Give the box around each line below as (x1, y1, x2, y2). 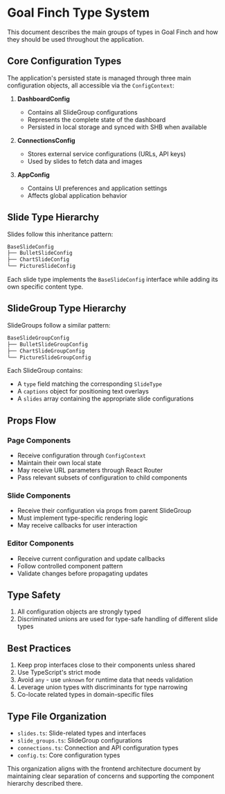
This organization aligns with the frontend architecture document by (7, 765, 201, 773)
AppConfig (17, 170, 50, 178)
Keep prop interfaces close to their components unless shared (17, 661, 195, 669)
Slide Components (7, 491, 71, 500)
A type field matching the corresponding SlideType (17, 380, 163, 388)
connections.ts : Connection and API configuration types (17, 744, 179, 752)
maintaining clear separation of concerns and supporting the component (7, 772, 215, 780)
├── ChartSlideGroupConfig (7, 347, 85, 355)
